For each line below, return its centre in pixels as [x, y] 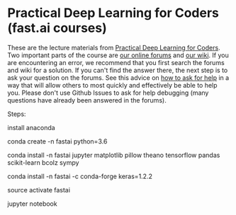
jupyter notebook [33, 204]
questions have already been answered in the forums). [87, 100]
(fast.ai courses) [57, 28]
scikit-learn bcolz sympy [43, 162]
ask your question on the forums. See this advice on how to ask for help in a [118, 77]
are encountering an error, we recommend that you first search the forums [116, 62]
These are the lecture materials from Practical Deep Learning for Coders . [114, 47]
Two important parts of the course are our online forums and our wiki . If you [118, 55]
